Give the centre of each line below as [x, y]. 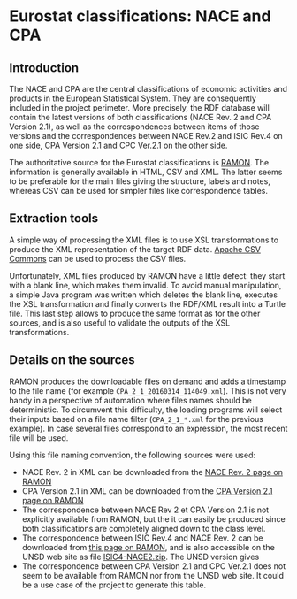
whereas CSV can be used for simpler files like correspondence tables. [138, 191]
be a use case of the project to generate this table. [114, 585]
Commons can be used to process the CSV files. [98, 258]
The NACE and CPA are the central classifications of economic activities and [148, 89]
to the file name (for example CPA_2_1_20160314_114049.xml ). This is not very [148, 390]
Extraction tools [54, 219]
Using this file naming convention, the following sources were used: [133, 455]
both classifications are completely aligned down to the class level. [144, 528]
